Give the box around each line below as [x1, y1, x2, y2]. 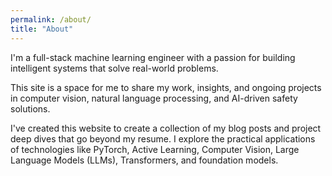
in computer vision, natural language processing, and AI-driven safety [10, 92, 298, 104]
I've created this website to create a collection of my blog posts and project [10, 122, 322, 134]
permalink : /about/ [10, 14, 92, 25]
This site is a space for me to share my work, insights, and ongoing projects [10, 81, 322, 93]
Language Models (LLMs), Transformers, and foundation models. [10, 154, 279, 166]
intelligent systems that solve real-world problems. [10, 62, 219, 74]
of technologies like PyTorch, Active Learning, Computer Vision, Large [10, 143, 300, 155]
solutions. [10, 102, 51, 115]
